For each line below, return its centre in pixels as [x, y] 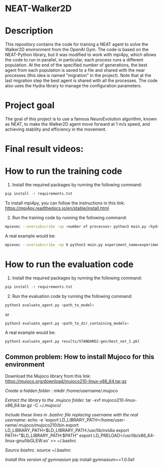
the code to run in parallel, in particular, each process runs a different [74, 60]
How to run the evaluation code [69, 264]
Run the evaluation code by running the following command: [72, 296]
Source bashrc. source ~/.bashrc [38, 450]
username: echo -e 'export [32, 420]
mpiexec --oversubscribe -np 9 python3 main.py [54, 245]
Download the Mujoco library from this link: [48, 376]
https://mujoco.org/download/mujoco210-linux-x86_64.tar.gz [66, 381]
